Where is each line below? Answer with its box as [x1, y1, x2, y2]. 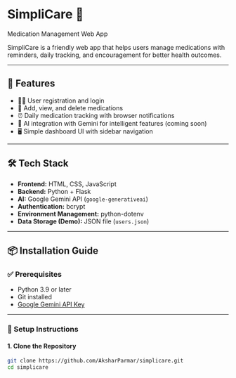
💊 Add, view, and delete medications [17, 103, 124, 112]
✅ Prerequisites [7, 269, 62, 279]
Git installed [17, 293, 53, 301]
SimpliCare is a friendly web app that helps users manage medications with [7, 43, 225, 51]
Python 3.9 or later [17, 285, 72, 294]
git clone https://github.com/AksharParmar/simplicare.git [7, 358, 184, 365]
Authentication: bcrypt [17, 202, 86, 210]
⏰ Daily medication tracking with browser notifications [17, 111, 175, 119]
